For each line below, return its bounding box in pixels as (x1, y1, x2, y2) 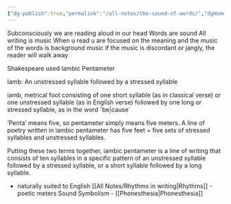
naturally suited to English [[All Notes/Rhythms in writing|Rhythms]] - (16, 181, 212, 190)
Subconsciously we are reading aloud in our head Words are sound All (7, 29, 206, 37)
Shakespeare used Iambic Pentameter (7, 64, 115, 72)
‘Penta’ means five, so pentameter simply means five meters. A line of (7, 118, 205, 127)
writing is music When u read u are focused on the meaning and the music (7, 36, 218, 45)
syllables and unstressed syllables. (7, 133, 106, 141)
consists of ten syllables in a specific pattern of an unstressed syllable (7, 154, 206, 162)
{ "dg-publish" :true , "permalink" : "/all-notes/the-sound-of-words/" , (7, 10, 205, 17)
